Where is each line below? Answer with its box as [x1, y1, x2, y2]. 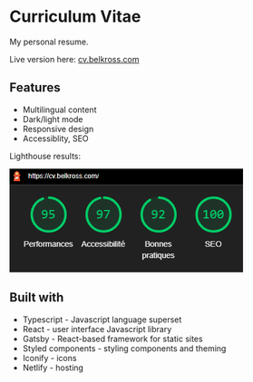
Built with [9, 290, 64, 305]
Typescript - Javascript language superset [22, 314, 182, 325]
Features [9, 80, 61, 96]
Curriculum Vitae [9, 6, 141, 27]
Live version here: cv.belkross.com [9, 53, 140, 64]
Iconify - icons [22, 352, 77, 363]
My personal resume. [9, 36, 89, 47]
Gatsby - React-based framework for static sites [22, 333, 203, 344]
